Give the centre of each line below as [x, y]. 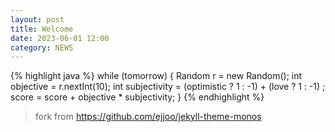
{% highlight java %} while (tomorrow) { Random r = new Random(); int [156, 76]
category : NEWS [42, 47]
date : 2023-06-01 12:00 [60, 38]
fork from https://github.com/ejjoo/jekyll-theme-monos [148, 117]
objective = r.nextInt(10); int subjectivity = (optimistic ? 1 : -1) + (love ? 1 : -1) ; [168, 87]
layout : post [37, 19]
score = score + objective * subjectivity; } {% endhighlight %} [137, 97]
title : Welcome [42, 29]
